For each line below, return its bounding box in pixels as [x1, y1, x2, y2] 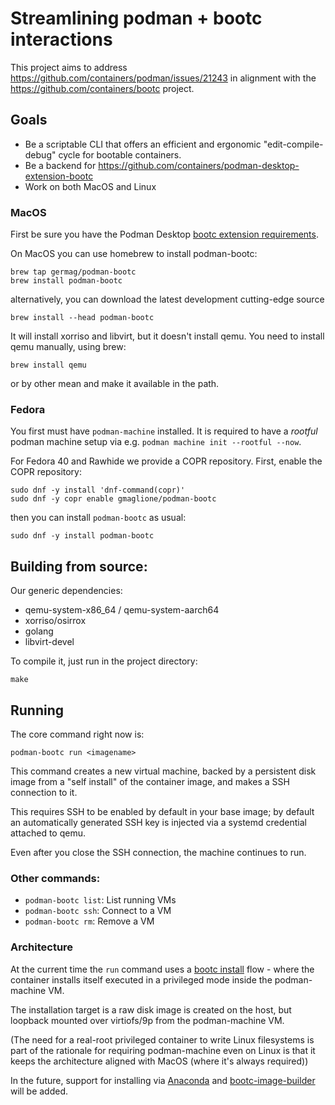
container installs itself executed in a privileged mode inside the [10, 973, 273, 986]
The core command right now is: [10, 728, 145, 740]
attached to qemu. [10, 827, 86, 839]
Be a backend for [24, 159, 97, 171]
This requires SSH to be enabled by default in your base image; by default [10, 805, 315, 817]
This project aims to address [10, 61, 128, 73]
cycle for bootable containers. [58, 148, 182, 161]
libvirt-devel [24, 636, 75, 648]
